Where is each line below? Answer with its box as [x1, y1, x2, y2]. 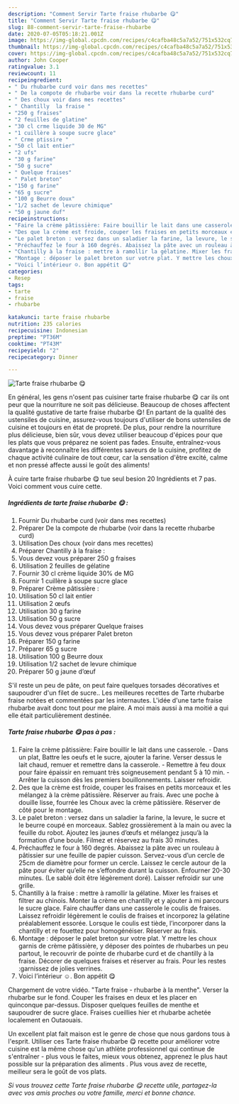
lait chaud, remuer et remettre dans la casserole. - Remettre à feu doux [18, 761, 226, 769]
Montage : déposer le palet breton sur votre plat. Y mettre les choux [18, 934, 217, 943]
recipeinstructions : [8, 215, 70, 222]
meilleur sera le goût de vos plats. [8, 1067, 107, 1076]
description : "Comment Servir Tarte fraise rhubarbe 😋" [8, 10, 179, 18]
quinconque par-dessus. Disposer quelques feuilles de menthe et [8, 1001, 199, 1010]
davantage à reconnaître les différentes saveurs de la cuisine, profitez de [8, 445, 221, 455]
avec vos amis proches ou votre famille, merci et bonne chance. [8, 1088, 196, 1098]
